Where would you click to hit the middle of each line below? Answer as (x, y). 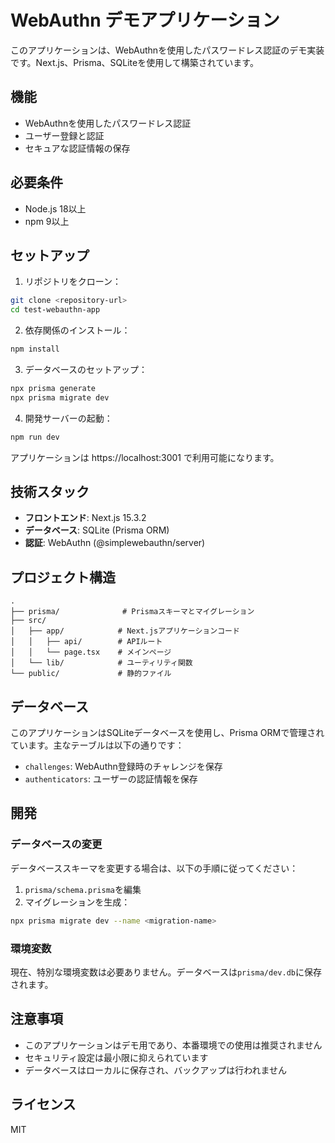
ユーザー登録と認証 (64, 135)
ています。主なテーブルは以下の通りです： (97, 745)
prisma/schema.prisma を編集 (83, 889)
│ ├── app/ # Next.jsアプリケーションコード (125, 631)
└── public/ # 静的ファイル (91, 674)
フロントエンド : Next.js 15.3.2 (85, 518)
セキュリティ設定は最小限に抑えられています (116, 1057)
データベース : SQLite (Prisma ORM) (97, 530)
